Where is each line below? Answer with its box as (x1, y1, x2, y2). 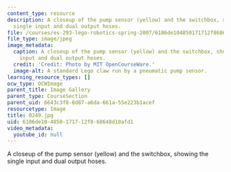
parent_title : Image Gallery (7, 86, 91, 93)
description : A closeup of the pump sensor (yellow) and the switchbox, (7, 16, 220, 23)
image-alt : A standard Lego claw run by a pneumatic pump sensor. (13, 67, 208, 74)
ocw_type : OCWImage (7, 80, 63, 87)
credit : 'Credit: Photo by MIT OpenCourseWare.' (13, 61, 155, 68)
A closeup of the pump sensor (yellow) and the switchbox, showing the (7, 150, 209, 158)
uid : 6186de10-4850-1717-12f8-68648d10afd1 (7, 118, 134, 125)
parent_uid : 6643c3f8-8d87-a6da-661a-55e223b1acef (7, 99, 155, 106)
